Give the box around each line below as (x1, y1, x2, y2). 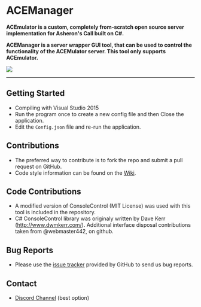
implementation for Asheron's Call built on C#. (6, 29, 124, 37)
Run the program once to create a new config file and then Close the (14, 110, 184, 117)
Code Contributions (6, 186, 82, 196)
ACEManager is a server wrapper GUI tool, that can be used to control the (6, 41, 193, 48)
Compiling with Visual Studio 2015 (14, 104, 99, 111)
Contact (6, 278, 37, 288)
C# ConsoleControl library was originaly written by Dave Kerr (14, 215, 166, 222)
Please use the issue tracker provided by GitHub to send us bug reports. (14, 261, 193, 268)
